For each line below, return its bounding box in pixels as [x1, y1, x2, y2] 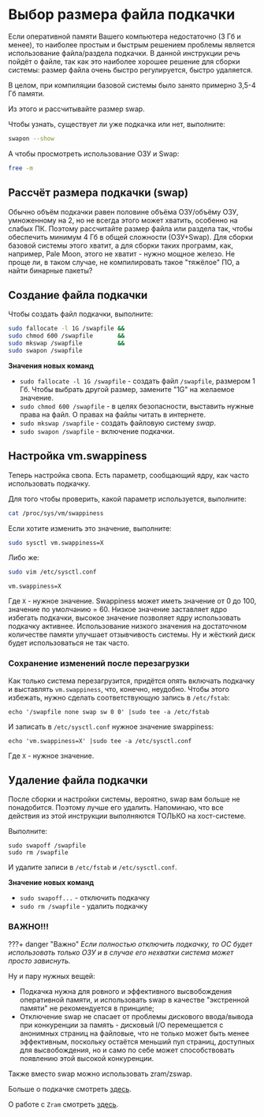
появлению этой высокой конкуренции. [19, 1053, 154, 1063]
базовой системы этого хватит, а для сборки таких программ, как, [8, 241, 234, 250]
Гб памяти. [8, 88, 45, 98]
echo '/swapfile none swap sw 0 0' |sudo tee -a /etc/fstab [8, 708, 210, 715]
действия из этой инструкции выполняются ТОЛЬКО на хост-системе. [8, 811, 247, 821]
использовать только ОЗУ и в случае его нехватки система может [8, 947, 234, 957]
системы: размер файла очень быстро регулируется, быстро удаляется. [8, 65, 253, 74]
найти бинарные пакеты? [8, 266, 93, 275]
